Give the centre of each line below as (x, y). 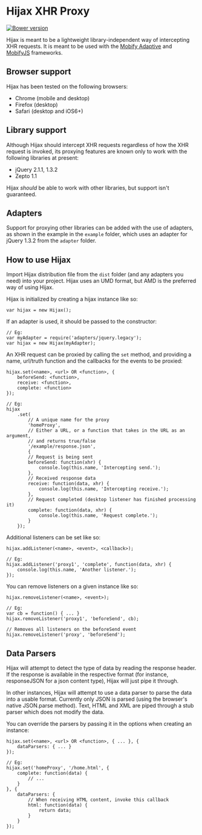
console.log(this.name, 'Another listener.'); (77, 570)
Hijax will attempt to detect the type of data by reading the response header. (101, 668)
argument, (19, 436)
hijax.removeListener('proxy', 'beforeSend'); (66, 635)
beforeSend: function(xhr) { (65, 463)
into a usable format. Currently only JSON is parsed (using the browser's (97, 699)
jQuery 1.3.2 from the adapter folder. (51, 240)
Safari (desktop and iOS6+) (49, 111)
